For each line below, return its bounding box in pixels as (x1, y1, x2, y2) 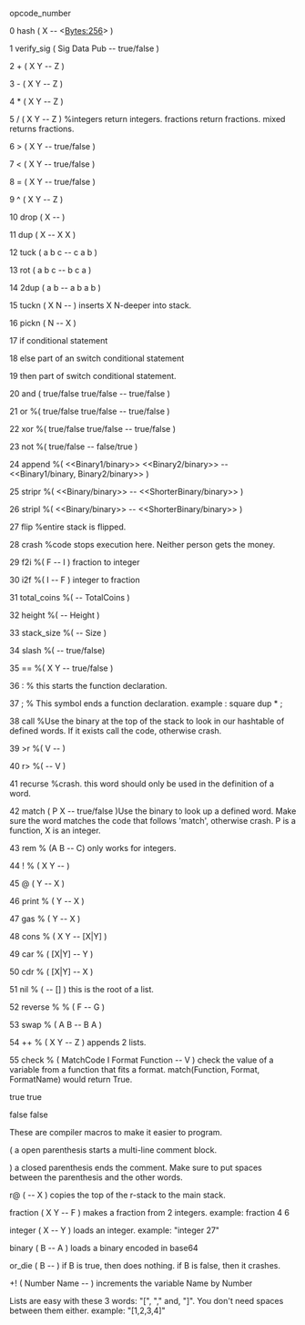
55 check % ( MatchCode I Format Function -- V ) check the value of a (9, 1054, 274, 1065)
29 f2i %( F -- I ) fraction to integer (9, 557, 140, 568)
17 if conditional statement (9, 335, 108, 345)
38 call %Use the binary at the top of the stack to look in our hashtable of (9, 715, 285, 726)
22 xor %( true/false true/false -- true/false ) (9, 424, 176, 434)
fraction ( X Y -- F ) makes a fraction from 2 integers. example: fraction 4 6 (9, 1207, 290, 1217)
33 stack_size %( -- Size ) (9, 628, 107, 638)
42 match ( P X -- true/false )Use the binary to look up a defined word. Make (9, 806, 297, 817)
